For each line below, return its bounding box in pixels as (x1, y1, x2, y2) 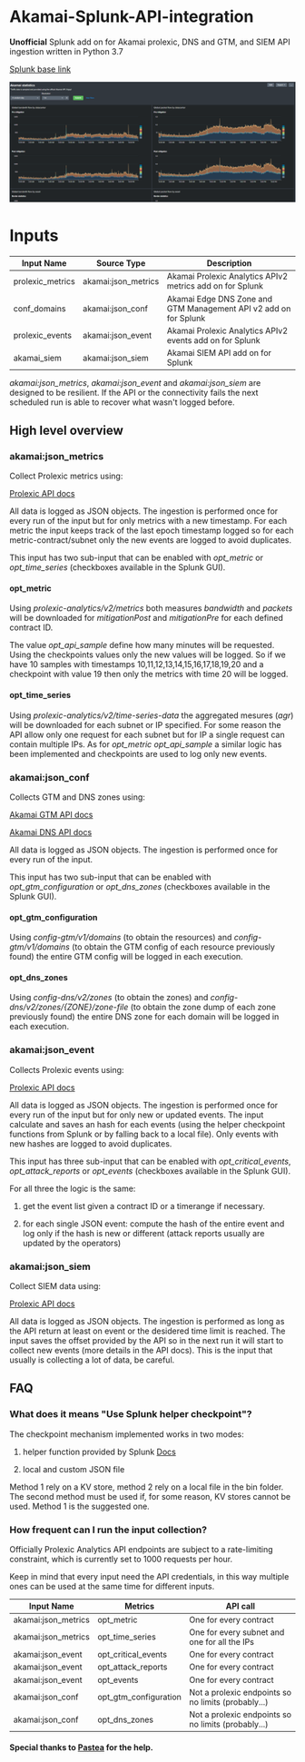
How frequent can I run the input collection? (9, 1523, 207, 1536)
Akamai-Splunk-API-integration (9, 6, 254, 27)
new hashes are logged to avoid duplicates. (9, 1137, 172, 1149)
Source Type (96, 258, 146, 269)
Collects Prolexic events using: (9, 1064, 124, 1075)
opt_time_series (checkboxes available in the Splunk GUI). (9, 562, 226, 573)
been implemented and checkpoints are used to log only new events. (9, 748, 268, 759)
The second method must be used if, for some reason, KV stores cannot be (9, 1491, 291, 1501)
